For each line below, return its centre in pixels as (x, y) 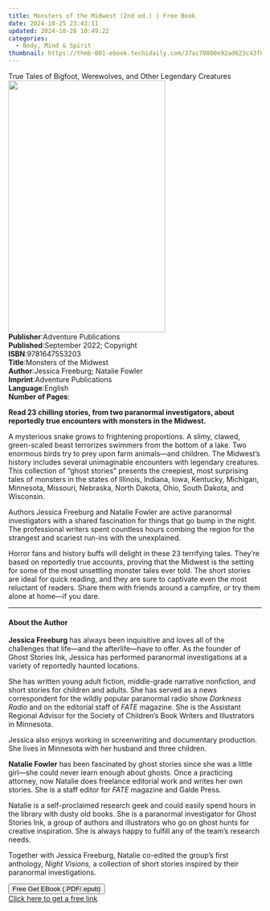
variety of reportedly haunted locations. (74, 666)
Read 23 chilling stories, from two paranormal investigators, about (121, 412)
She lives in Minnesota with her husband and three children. (108, 749)
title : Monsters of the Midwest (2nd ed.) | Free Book (102, 16)
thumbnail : (27, 53)
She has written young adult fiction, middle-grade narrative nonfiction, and (132, 681)
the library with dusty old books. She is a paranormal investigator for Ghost (133, 814)
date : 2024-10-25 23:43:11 (53, 23)
